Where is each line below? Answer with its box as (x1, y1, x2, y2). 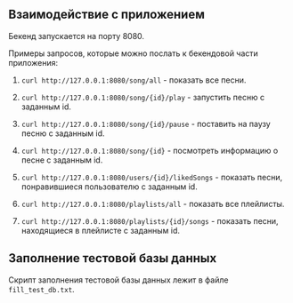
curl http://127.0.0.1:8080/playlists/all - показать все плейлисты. (20, 198, 285, 209)
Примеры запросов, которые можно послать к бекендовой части (8, 48, 259, 59)
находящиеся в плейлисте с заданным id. (20, 225, 180, 235)
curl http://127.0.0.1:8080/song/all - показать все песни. (20, 75, 247, 85)
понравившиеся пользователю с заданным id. (20, 181, 198, 192)
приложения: (8, 57, 59, 68)
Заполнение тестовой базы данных (8, 251, 217, 266)
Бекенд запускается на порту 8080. (8, 30, 144, 41)
